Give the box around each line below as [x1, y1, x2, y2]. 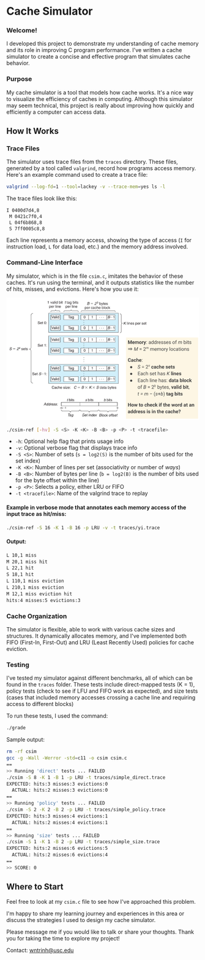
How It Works [6, 126, 59, 136]
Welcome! [6, 26, 38, 35]
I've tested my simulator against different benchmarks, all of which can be [6, 674, 193, 682]
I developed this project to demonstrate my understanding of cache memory [6, 40, 199, 47]
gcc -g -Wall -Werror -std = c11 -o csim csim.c [6, 755, 127, 761]
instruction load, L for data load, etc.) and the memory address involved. [6, 243, 188, 250]
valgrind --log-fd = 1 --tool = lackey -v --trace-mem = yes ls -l [6, 184, 166, 190]
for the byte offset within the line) [15, 477, 100, 484]
